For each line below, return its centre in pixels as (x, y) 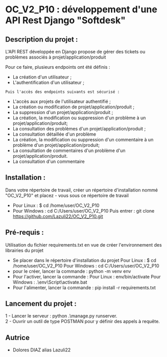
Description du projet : (42, 39)
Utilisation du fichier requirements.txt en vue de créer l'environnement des (83, 245)
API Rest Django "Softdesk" (66, 20)
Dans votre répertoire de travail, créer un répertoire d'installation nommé (82, 190)
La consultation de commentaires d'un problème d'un (69, 151)
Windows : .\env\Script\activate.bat (50, 282)
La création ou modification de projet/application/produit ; (73, 107)
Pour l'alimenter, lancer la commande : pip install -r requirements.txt (84, 287)
